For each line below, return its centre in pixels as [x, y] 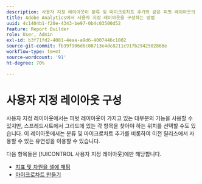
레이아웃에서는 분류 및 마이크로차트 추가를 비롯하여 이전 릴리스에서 [109, 133]
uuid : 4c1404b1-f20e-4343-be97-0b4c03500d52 [64, 23]
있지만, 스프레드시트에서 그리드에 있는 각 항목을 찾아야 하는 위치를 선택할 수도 [98, 126]
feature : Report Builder [38, 29]
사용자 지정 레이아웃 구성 [64, 100]
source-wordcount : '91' [37, 57]
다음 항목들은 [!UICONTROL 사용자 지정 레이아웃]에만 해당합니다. [84, 154]
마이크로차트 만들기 [38, 175]
